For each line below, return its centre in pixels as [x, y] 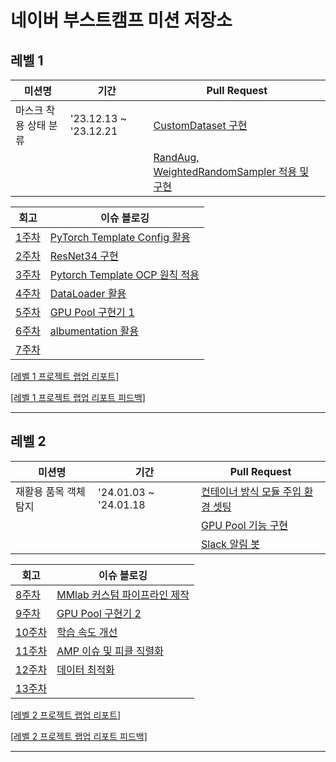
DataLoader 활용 [88, 293]
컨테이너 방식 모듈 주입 [251, 491]
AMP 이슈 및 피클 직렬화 [110, 651]
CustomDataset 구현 [200, 125]
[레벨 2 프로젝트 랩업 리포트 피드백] [79, 736]
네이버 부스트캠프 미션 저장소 [121, 20]
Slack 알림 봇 [230, 544]
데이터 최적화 [85, 669]
